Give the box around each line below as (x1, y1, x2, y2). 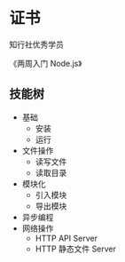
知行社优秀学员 (9, 39, 64, 50)
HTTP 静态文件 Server (35, 243, 117, 254)
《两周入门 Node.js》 (9, 58, 82, 68)
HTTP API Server (35, 233, 98, 243)
